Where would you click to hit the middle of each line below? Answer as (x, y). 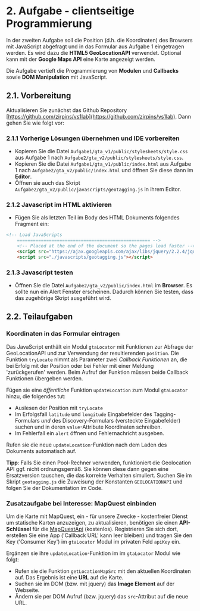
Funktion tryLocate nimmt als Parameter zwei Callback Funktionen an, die (97, 359)
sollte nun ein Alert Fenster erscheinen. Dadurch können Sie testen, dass (104, 292)
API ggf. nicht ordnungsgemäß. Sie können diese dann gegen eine (87, 469)
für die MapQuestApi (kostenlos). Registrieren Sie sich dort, (105, 529)
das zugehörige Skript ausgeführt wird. (63, 298)
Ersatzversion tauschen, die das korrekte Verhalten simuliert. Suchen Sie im (99, 475)
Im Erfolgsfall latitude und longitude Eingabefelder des (84, 414)
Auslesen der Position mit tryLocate (59, 408)
